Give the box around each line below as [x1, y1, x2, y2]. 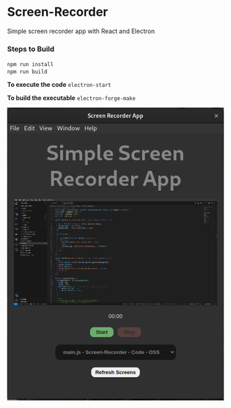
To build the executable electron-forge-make [7, 94, 136, 102]
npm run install [7, 61, 54, 68]
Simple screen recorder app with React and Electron [7, 27, 155, 35]
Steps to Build [7, 44, 55, 54]
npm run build [7, 68, 48, 76]
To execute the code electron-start [7, 81, 111, 89]
